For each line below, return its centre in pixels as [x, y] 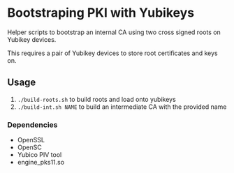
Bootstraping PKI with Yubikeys [101, 13]
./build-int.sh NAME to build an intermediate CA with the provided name [122, 107]
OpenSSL [31, 140]
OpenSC [29, 147]
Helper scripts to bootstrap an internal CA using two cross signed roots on [114, 32]
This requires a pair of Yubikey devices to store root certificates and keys [112, 53]
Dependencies [32, 125]
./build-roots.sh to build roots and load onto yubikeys [96, 99]
